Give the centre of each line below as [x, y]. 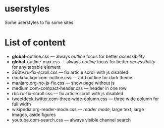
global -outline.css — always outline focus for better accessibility [78, 56]
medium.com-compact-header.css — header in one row [69, 88]
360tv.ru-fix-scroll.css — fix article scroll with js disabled [70, 72]
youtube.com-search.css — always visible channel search [71, 120]
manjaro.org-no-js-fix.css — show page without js [63, 83]
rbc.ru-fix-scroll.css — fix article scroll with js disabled [67, 93]
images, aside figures [34, 115]
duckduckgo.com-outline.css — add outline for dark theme [72, 77]
